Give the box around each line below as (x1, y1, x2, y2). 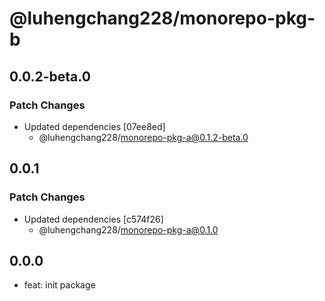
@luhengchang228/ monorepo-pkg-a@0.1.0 (38, 223, 219, 236)
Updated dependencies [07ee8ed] (23, 120, 166, 132)
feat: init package (23, 279, 96, 291)
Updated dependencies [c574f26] (23, 213, 164, 225)
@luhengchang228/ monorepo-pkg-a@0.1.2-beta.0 (38, 131, 249, 143)
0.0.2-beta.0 (9, 68, 91, 85)
